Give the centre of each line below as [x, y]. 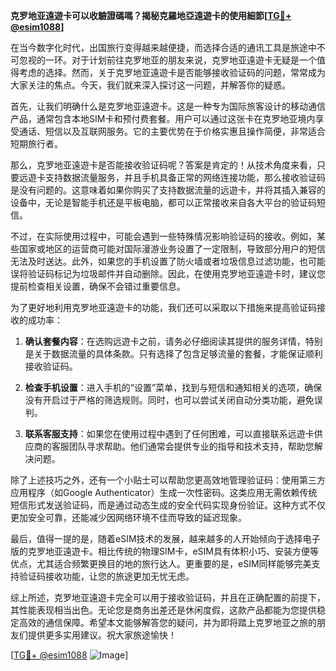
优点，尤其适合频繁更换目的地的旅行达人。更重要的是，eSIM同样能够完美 [161, 563]
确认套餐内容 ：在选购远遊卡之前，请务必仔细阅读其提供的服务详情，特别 [173, 341]
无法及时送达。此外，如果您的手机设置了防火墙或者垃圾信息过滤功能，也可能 [168, 261]
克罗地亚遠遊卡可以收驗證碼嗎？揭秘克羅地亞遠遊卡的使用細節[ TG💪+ [151, 15]
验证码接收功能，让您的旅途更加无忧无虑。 [106, 576]
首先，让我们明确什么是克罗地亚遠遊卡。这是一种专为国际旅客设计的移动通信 [168, 106]
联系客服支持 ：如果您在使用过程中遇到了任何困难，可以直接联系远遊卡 [169, 433]
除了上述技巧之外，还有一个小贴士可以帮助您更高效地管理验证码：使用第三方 [168, 480]
